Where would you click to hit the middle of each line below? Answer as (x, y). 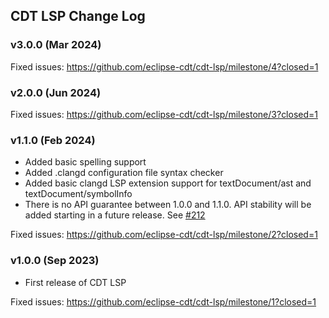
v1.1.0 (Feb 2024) (53, 140)
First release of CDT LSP (75, 282)
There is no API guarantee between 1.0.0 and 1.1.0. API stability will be (168, 205)
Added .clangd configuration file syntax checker (124, 173)
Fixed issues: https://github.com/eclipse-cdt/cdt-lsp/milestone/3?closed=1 (164, 114)
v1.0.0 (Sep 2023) (55, 261)
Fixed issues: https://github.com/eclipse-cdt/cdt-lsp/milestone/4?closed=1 (164, 66)
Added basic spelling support (85, 162)
